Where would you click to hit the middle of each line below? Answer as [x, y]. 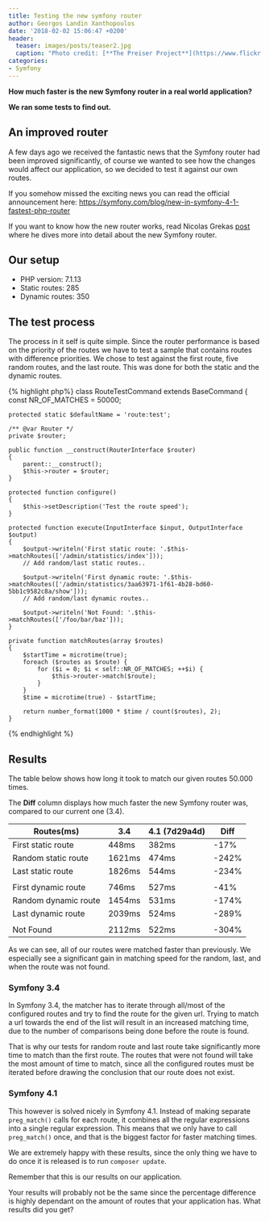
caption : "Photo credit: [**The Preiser [84, 53]
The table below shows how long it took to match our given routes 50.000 [131, 779]
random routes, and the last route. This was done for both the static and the [134, 367]
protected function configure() [62, 493]
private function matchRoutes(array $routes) [86, 641]
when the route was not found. [59, 967]
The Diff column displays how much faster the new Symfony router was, [128, 803]
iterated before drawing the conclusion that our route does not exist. [122, 1073]
